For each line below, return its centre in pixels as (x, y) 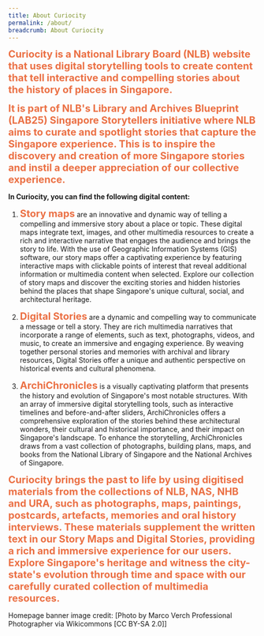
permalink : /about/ (40, 23)
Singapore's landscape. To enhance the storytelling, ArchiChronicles (131, 438)
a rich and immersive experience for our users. (120, 551)
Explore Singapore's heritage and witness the (117, 563)
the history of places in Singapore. (91, 90)
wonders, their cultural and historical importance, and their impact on (132, 429)
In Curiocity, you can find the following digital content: (99, 197)
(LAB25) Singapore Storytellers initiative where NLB (132, 120)
